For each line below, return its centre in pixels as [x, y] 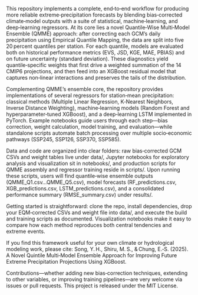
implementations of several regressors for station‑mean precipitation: [90, 95]
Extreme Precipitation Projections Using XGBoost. [66, 262]
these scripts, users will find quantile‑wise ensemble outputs [80, 176]
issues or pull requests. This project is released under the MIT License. [92, 286]
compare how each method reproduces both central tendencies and [89, 225]
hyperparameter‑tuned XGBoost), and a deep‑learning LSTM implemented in [99, 114]
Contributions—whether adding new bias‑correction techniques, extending [97, 273]
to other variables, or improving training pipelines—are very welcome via [94, 279]
